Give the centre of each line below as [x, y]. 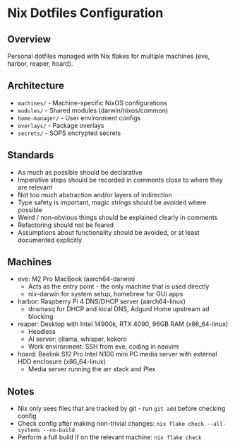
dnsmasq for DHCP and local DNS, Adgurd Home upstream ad [119, 309]
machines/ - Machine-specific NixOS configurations [92, 103]
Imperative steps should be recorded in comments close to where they [120, 180]
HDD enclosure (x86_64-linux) [61, 361]
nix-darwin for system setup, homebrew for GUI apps [106, 294]
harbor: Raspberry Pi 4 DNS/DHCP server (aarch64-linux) [101, 301]
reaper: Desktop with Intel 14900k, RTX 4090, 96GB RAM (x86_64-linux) [123, 324]
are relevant [35, 187]
